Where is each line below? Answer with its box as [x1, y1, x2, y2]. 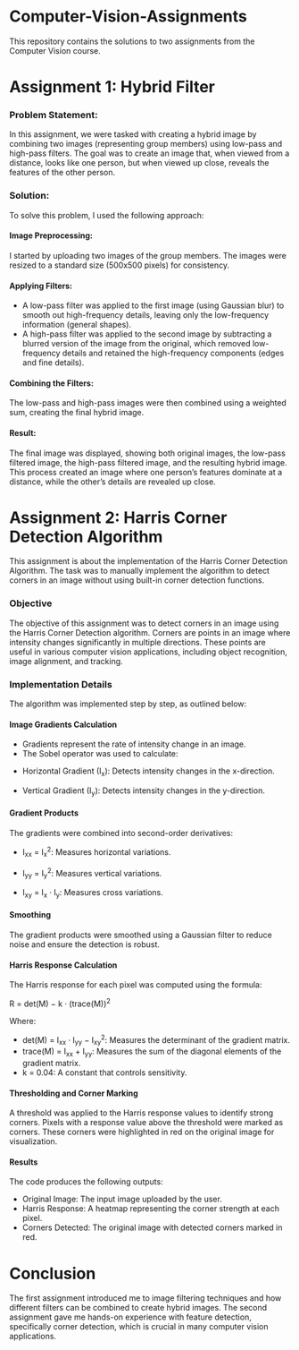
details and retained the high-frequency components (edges [62, 347, 285, 359]
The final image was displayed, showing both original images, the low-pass [9, 448, 286, 458]
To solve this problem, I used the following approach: [9, 209, 204, 220]
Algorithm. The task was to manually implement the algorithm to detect [9, 566, 270, 577]
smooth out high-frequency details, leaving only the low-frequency [21, 310, 270, 320]
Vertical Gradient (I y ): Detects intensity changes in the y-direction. [21, 785, 265, 798]
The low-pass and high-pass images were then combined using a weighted [9, 397, 287, 408]
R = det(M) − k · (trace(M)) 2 [9, 996, 112, 1009]
